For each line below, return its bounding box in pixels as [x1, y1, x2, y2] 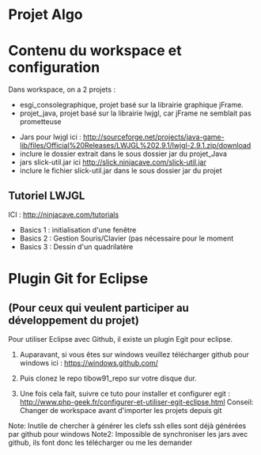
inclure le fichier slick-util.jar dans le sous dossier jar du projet [19, 166, 222, 176]
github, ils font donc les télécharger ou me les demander [8, 438, 193, 447]
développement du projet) [8, 313, 140, 327]
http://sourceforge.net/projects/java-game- [82, 132, 225, 142]
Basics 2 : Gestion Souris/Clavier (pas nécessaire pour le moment [19, 233, 234, 243]
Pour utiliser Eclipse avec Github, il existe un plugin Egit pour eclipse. [8, 334, 233, 343]
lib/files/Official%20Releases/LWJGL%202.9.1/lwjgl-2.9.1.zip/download [19, 141, 252, 150]
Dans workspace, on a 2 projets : [8, 85, 116, 94]
